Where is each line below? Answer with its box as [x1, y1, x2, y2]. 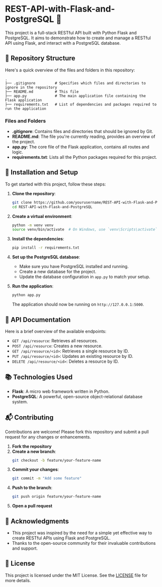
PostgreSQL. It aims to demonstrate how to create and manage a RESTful [5, 35, 151, 41]
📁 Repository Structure [5, 54, 75, 63]
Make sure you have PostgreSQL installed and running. [19, 264, 129, 269]
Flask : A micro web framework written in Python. [12, 388, 110, 394]
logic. [12, 149, 23, 155]
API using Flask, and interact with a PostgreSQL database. [5, 40, 121, 46]
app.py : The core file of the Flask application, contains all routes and [12, 144, 149, 150]
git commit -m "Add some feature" [12, 476, 82, 481]
